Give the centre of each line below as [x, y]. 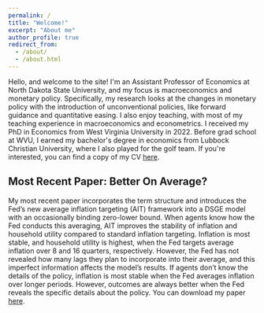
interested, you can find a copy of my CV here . [84, 156]
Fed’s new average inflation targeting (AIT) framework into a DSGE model [127, 208]
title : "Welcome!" [38, 23]
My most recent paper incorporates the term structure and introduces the [127, 201]
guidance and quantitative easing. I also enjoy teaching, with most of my [125, 115]
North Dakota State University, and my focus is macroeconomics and [120, 90]
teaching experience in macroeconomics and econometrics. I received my [128, 123]
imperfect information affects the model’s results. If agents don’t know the [128, 267]
